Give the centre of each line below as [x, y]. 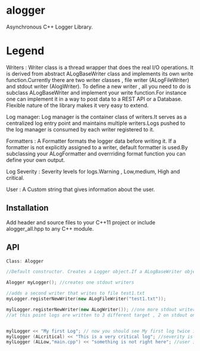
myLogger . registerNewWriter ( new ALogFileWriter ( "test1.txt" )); [86, 299]
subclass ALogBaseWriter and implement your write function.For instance [96, 92]
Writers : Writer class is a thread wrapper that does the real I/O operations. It [100, 67]
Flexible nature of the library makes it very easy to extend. [77, 105]
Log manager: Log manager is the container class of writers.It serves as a [96, 117]
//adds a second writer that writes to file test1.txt [76, 293]
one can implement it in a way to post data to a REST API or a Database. [94, 99]
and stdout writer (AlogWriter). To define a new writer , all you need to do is [99, 86]
